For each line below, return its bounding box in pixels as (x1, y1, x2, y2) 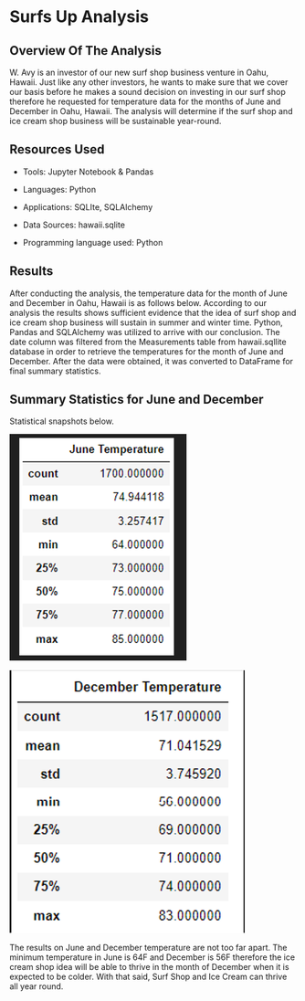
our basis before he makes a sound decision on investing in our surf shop (9, 87, 286, 97)
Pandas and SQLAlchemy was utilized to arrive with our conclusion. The (9, 326, 280, 337)
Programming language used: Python (22, 237, 163, 248)
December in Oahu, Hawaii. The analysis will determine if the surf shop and (9, 106, 293, 116)
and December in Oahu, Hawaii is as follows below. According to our (9, 297, 268, 308)
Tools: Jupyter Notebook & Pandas (22, 166, 154, 177)
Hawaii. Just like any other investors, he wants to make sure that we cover (9, 77, 289, 88)
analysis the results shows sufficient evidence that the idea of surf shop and (9, 307, 297, 318)
